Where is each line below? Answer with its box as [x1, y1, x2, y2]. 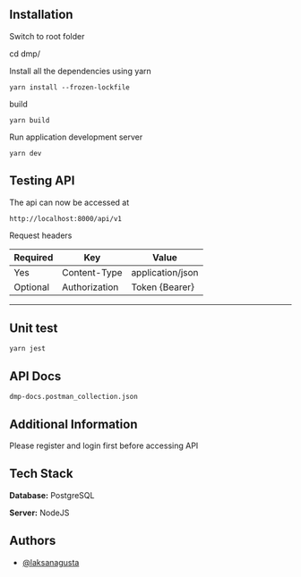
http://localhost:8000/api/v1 [9, 214, 123, 223]
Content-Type [61, 266, 123, 278]
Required [13, 250, 54, 263]
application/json [131, 266, 199, 278]
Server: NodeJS [9, 507, 70, 518]
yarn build [9, 115, 50, 124]
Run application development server [9, 132, 143, 142]
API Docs [9, 369, 62, 384]
